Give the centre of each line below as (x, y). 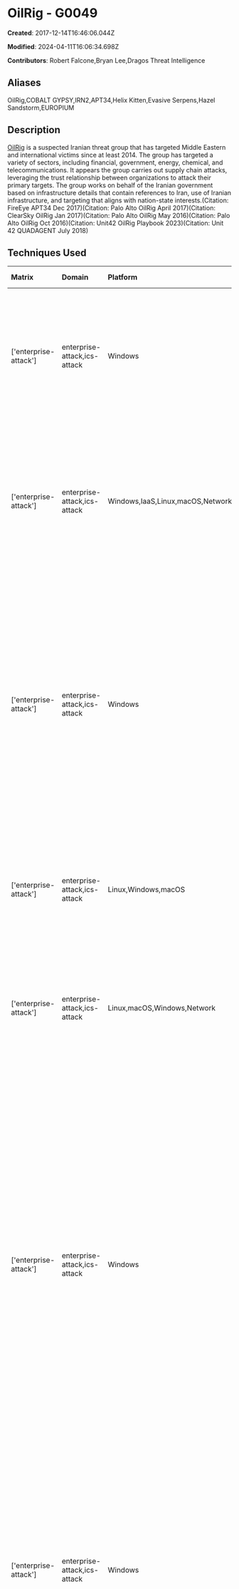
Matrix (22, 277)
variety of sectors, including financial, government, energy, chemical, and (115, 162)
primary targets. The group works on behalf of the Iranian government (110, 185)
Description (34, 130)
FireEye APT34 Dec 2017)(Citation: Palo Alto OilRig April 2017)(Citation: (111, 207)
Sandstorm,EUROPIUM (41, 108)
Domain (75, 277)
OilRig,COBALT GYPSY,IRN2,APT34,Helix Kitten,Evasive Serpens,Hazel (111, 100)
